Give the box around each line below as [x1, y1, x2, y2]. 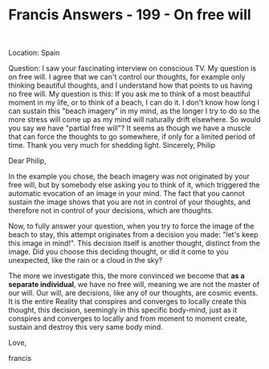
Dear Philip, [8, 155, 47, 166]
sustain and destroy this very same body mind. [8, 322, 163, 331]
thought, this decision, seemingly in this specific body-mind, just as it [8, 305, 238, 314]
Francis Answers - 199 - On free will [8, 6, 251, 24]
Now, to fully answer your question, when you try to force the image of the [8, 221, 255, 231]
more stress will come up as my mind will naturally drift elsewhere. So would [8, 114, 261, 124]
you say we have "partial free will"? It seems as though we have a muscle [8, 123, 251, 133]
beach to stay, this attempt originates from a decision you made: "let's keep [8, 229, 259, 239]
